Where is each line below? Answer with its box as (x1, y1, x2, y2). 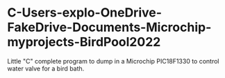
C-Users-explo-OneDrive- (7, 5, 162, 21)
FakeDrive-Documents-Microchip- (7, 19, 212, 35)
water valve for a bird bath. (7, 64, 85, 72)
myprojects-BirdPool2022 (7, 35, 161, 50)
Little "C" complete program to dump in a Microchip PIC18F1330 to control (7, 57, 220, 65)
